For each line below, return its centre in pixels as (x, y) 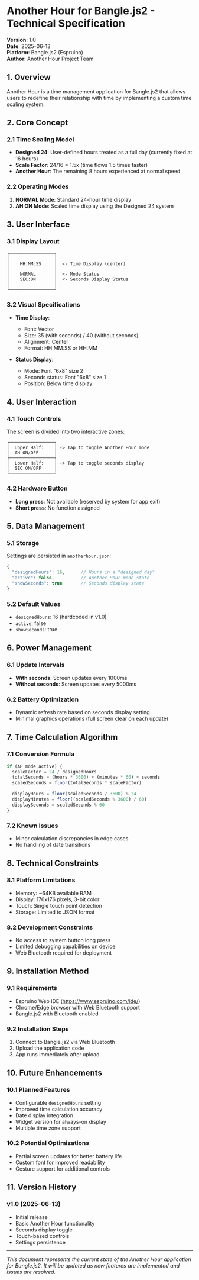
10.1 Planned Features (38, 1090)
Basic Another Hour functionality (55, 1223)
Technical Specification (66, 23)
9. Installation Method (48, 971)
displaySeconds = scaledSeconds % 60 (58, 805)
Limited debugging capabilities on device (65, 946)
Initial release (31, 1217)
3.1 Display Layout (33, 241)
